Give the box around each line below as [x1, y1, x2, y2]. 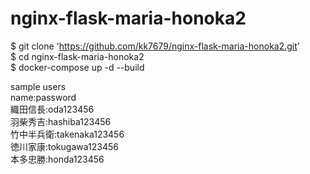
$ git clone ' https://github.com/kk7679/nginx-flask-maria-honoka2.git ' [10, 40, 301, 52]
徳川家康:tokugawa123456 [10, 140, 119, 152]
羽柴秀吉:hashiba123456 [10, 115, 112, 127]
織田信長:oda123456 [10, 103, 95, 115]
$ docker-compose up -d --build [10, 61, 145, 73]
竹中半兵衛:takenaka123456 [10, 128, 125, 140]
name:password [10, 91, 77, 103]
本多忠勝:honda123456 [10, 153, 105, 165]
